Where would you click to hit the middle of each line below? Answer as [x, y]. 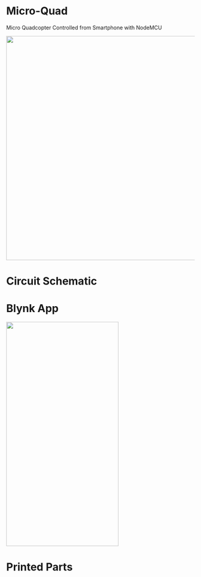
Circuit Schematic [52, 281]
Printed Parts [39, 567]
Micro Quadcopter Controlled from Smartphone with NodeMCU [84, 28]
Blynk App [32, 309]
